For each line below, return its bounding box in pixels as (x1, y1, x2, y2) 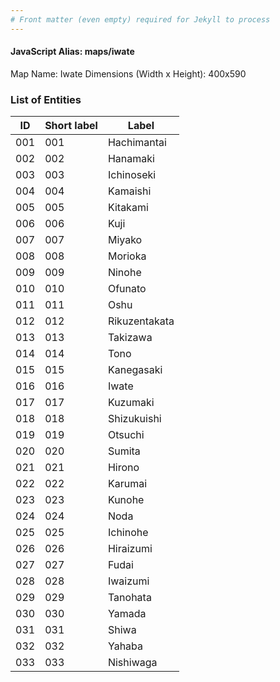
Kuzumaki (107, 396, 155, 410)
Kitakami (107, 201, 149, 215)
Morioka (107, 249, 147, 263)
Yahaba (107, 639, 144, 653)
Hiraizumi (107, 542, 153, 556)
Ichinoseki (107, 168, 157, 182)
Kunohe (107, 493, 145, 507)
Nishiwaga (107, 656, 158, 670)
